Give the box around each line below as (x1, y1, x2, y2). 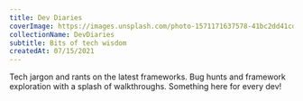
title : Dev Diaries (9, 13, 83, 23)
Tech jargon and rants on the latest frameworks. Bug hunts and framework (9, 71, 287, 82)
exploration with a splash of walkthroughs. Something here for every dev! (9, 81, 282, 92)
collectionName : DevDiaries (9, 30, 115, 39)
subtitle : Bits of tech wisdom (9, 38, 127, 48)
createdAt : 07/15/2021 (9, 47, 95, 56)
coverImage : (9, 22, 54, 31)
